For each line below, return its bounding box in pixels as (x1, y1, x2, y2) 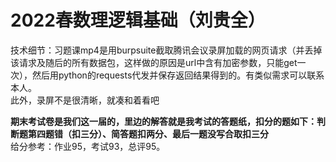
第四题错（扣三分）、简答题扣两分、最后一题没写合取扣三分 (27, 127, 269, 140)
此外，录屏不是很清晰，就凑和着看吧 (10, 94, 160, 106)
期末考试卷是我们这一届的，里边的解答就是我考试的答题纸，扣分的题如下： (10, 115, 317, 127)
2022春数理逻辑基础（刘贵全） (10, 9, 266, 32)
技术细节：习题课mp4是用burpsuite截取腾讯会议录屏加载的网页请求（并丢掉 (10, 44, 323, 56)
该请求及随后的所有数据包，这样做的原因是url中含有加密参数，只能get (10, 56, 298, 68)
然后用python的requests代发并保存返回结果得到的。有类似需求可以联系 (31, 69, 325, 81)
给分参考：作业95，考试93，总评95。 (10, 140, 166, 152)
